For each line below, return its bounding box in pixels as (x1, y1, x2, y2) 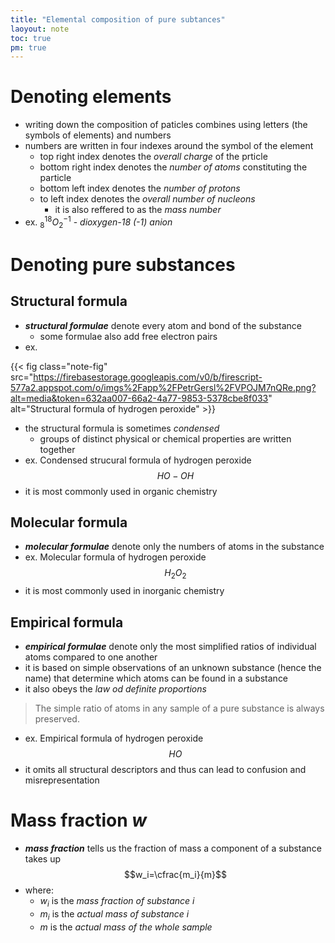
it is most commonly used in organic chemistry (24, 485, 218, 497)
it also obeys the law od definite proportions (24, 683, 207, 695)
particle (39, 172, 72, 184)
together (39, 443, 76, 455)
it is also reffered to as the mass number (54, 204, 222, 216)
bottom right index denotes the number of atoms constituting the (39, 161, 308, 173)
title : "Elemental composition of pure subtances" (10, 14, 226, 25)
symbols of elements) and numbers (24, 129, 172, 141)
